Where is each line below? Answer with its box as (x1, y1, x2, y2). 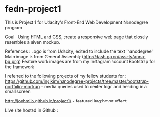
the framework (5, 64, 35, 70)
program (5, 24, 22, 30)
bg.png (5, 58, 19, 64)
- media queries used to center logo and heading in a (41, 83, 147, 89)
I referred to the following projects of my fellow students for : (5, 73, 127, 79)
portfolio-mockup (5, 83, 40, 89)
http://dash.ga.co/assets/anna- (83, 53, 146, 59)
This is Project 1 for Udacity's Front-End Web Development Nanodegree (5, 19, 149, 25)
